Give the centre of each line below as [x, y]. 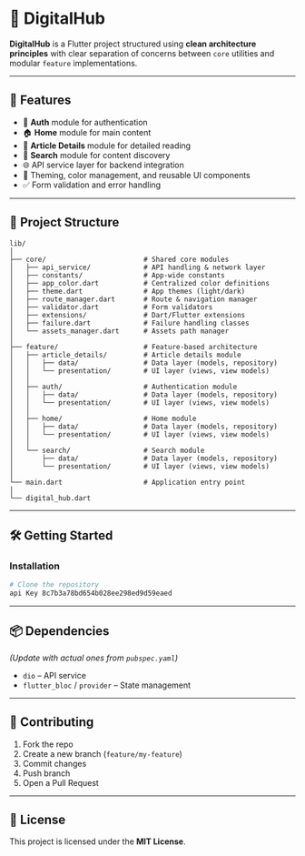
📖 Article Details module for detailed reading [107, 146]
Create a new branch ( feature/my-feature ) [103, 753]
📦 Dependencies [59, 631]
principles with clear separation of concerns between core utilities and [142, 53]
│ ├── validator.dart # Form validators [111, 307]
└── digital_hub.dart [50, 498]
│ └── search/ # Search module [107, 450]
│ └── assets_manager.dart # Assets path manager [119, 331]
